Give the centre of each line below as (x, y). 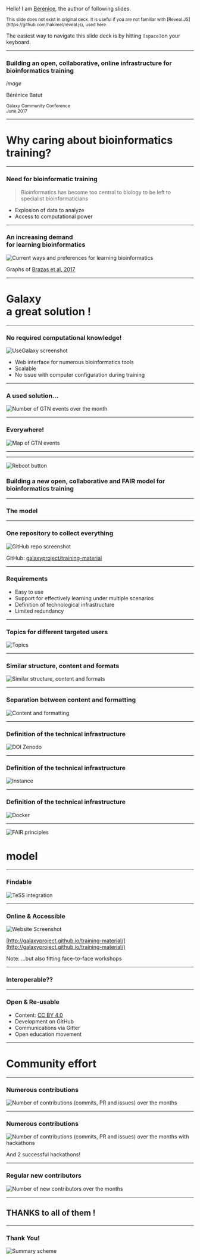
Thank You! (23, 1238)
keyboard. (18, 42)
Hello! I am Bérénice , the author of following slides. (68, 9)
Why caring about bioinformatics (90, 140)
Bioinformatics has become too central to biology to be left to (96, 192)
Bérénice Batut (24, 95)
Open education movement (48, 1034)
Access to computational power (54, 216)
